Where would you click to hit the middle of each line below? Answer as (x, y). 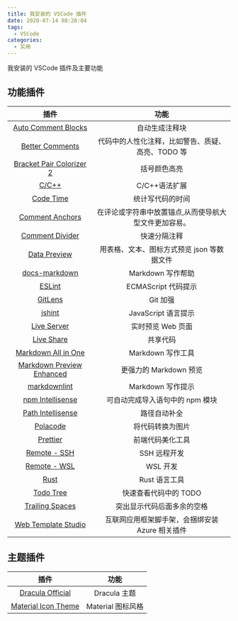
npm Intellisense (50, 399)
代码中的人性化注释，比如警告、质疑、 (162, 141)
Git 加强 (161, 300)
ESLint (50, 286)
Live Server (50, 325)
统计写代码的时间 (162, 198)
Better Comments (50, 146)
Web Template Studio (50, 524)
